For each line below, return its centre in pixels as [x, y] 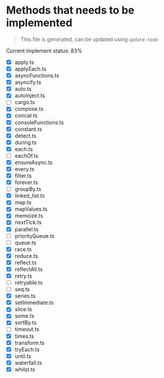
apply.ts [24, 62]
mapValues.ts [31, 209]
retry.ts [23, 276]
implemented [39, 23]
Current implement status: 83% [44, 50]
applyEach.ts [30, 69]
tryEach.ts [27, 349]
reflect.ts [26, 262]
